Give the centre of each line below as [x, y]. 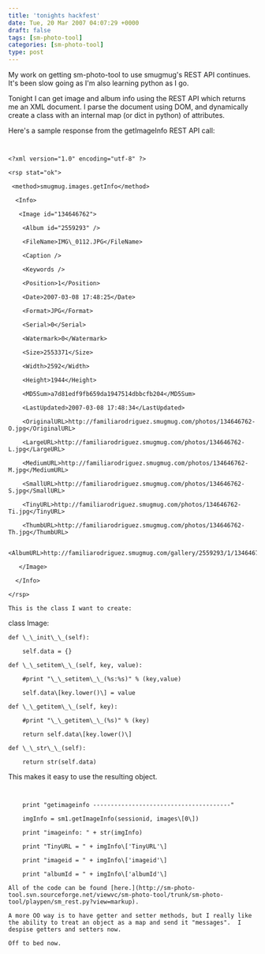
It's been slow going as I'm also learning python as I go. [99, 83]
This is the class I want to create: [70, 609]
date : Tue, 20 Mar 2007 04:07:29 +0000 [74, 23]
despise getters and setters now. [65, 929]
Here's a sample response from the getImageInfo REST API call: [112, 130]
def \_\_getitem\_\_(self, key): [63, 707]
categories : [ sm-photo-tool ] [56, 45]
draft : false [30, 30]
